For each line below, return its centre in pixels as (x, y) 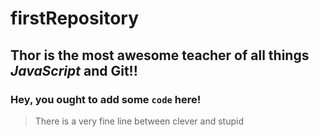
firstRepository (75, 18)
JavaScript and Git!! (74, 70)
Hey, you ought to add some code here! (106, 99)
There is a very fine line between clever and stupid (139, 121)
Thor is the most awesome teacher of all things (160, 55)
